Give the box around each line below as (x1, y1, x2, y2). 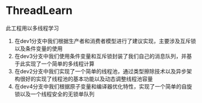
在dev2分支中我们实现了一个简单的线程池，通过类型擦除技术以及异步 (14, 67, 187, 75)
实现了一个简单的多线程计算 (25, 60, 95, 67)
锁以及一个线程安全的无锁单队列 (14, 90, 95, 98)
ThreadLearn (5, 4, 73, 18)
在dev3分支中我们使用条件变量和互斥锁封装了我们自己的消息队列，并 (14, 52, 187, 59)
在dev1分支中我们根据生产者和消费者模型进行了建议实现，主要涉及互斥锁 (14, 37, 197, 44)
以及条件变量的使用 (14, 45, 63, 52)
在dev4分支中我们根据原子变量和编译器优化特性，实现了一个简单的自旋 (14, 82, 192, 90)
